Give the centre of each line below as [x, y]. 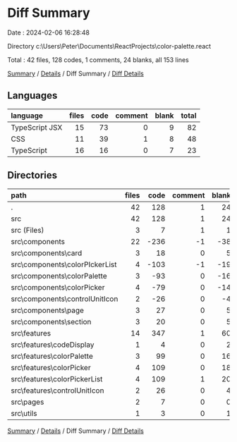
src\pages [28, 402]
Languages [32, 96]
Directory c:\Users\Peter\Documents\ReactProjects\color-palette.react [109, 46]
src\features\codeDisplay [53, 345]
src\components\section [51, 321]
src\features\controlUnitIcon [57, 391]
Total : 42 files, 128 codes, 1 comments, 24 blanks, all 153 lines [98, 60]
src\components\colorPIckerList [64, 264]
